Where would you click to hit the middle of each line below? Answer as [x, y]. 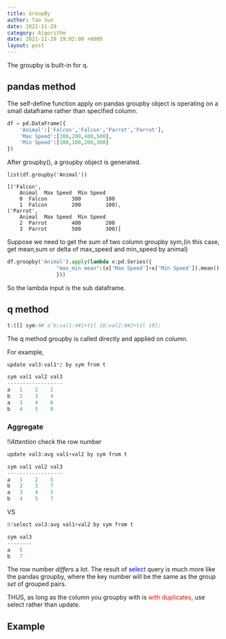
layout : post [26, 45]
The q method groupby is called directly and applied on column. [98, 338]
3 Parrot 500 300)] [70, 229]
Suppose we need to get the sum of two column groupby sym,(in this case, [113, 242]
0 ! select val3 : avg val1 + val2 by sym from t [70, 525]
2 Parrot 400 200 [67, 223]
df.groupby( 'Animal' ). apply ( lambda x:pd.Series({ [80, 262]
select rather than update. [44, 605]
